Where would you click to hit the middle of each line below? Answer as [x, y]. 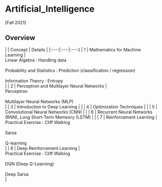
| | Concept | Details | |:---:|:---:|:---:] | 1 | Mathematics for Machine [73, 49]
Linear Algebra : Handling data [36, 60]
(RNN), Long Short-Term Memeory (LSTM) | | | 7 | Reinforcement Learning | [81, 117]
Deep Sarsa [17, 174]
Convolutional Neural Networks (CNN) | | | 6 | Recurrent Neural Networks [79, 112]
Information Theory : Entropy [34, 81]
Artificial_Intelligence [50, 9]
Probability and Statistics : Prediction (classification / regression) [70, 70]
